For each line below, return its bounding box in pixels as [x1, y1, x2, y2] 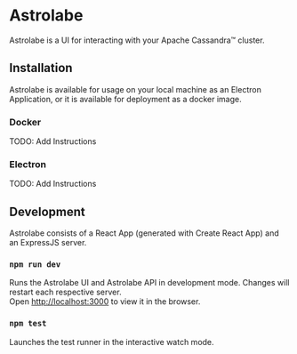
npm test [9, 318, 47, 329]
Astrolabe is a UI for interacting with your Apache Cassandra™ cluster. [9, 35, 265, 45]
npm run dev [9, 260, 61, 270]
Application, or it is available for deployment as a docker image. [9, 93, 242, 104]
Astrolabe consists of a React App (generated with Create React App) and [9, 228, 279, 238]
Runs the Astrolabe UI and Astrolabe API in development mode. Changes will [9, 278, 290, 288]
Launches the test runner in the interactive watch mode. [9, 336, 215, 347]
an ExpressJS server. [9, 237, 87, 248]
